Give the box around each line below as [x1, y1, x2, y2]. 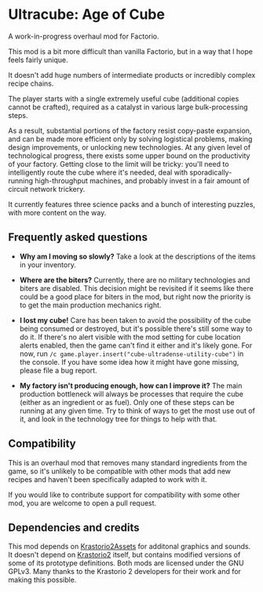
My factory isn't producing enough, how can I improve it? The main [19, 381, 243, 390]
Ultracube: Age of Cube [8, 6, 165, 24]
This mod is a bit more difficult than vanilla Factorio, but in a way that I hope [8, 46, 254, 56]
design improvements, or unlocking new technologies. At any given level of [8, 142, 251, 152]
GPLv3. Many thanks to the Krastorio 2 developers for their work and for [8, 567, 242, 576]
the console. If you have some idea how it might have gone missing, [19, 357, 239, 366]
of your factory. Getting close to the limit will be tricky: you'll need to [8, 159, 229, 168]
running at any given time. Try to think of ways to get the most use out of [19, 406, 255, 415]
